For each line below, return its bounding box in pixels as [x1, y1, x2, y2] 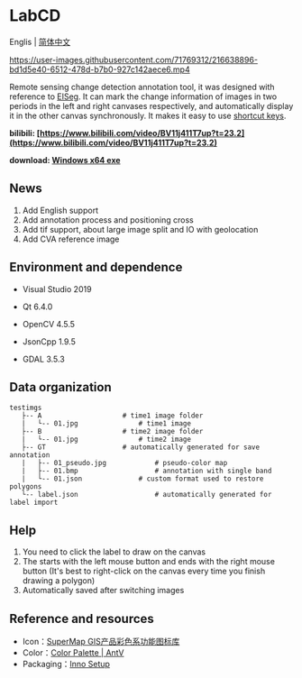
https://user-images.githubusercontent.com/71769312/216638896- [9, 54, 259, 65]
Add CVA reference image [22, 234, 120, 244]
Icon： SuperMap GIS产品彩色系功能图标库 [22, 637, 180, 646]
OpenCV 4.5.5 [22, 318, 75, 329]
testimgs [9, 403, 42, 413]
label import [9, 498, 59, 508]
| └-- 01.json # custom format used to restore [21, 474, 264, 483]
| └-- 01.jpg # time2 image [21, 435, 192, 444]
